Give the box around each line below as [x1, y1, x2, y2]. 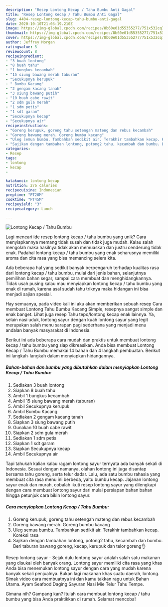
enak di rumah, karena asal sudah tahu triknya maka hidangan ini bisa [5, 286, 149, 292]
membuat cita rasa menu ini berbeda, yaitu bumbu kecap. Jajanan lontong [5, 476, 159, 482]
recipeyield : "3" [5, 201, 42, 207]
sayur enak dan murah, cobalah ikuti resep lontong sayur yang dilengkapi [5, 482, 157, 488]
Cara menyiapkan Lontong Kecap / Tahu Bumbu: [5, 504, 109, 510]
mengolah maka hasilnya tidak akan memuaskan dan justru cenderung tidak [5, 245, 162, 251]
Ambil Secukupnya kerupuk [12, 403, 70, 409]
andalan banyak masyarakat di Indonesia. [5, 327, 91, 333]
